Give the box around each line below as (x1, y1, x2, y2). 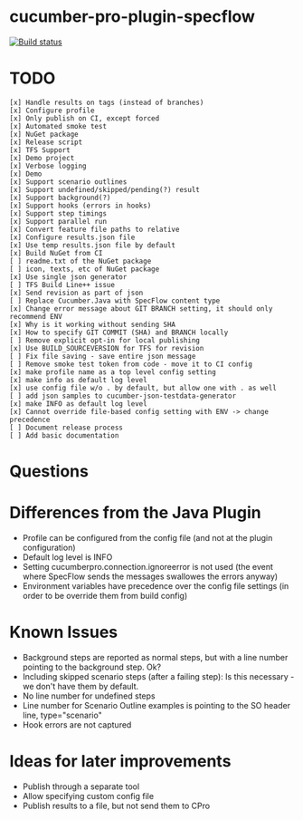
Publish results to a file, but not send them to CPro (22, 800, 211, 811)
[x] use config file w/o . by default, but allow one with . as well (9, 383, 278, 392)
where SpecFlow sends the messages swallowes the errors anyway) (22, 571, 279, 582)
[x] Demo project (9, 153, 75, 162)
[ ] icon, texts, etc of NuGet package (9, 265, 160, 274)
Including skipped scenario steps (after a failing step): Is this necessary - (22, 670, 295, 681)
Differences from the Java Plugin (9, 503, 262, 523)
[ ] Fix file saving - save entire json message (9, 352, 196, 361)
